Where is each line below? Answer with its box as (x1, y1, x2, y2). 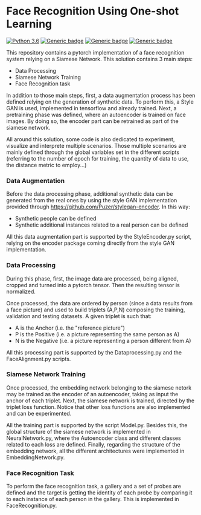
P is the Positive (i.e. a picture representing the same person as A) (14, 330, 180, 337)
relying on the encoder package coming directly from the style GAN (6, 239, 175, 247)
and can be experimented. (6, 410, 72, 417)
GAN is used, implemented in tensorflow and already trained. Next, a (6, 104, 177, 111)
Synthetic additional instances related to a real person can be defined (14, 221, 188, 228)
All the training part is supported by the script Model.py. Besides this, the (6, 421, 188, 428)
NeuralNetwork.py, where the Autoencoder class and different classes (6, 434, 181, 442)
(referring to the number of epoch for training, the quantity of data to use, (6, 154, 189, 162)
